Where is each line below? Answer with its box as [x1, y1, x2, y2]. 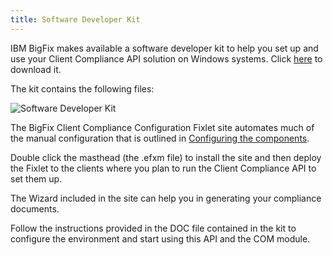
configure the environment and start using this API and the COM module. [10, 232, 311, 245]
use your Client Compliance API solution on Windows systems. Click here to [10, 52, 323, 65]
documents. [10, 202, 60, 215]
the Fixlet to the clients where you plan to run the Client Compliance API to [10, 162, 317, 174]
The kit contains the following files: [10, 82, 155, 95]
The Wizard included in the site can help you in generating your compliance [10, 192, 322, 204]
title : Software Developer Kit [10, 14, 141, 25]
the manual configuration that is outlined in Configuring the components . [10, 132, 310, 144]
